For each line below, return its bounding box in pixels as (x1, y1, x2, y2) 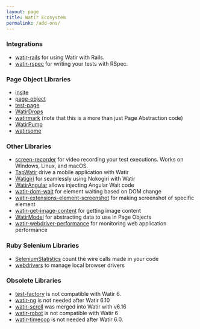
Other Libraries (6, 142, 52, 151)
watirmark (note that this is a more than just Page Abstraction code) (14, 114, 184, 121)
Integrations (6, 40, 43, 48)
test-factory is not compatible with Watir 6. (14, 290, 122, 297)
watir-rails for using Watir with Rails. (14, 54, 105, 61)
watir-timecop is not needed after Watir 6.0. (14, 316, 123, 323)
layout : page (6, 8, 39, 15)
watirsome (14, 127, 42, 134)
